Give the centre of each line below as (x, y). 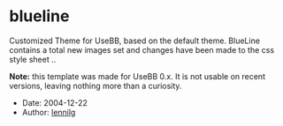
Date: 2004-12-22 (55, 102)
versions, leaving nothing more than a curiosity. (96, 85)
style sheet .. (33, 59)
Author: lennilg (49, 112)
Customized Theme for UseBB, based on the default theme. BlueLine (135, 41)
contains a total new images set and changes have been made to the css (142, 49)
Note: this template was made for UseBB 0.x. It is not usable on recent (137, 76)
